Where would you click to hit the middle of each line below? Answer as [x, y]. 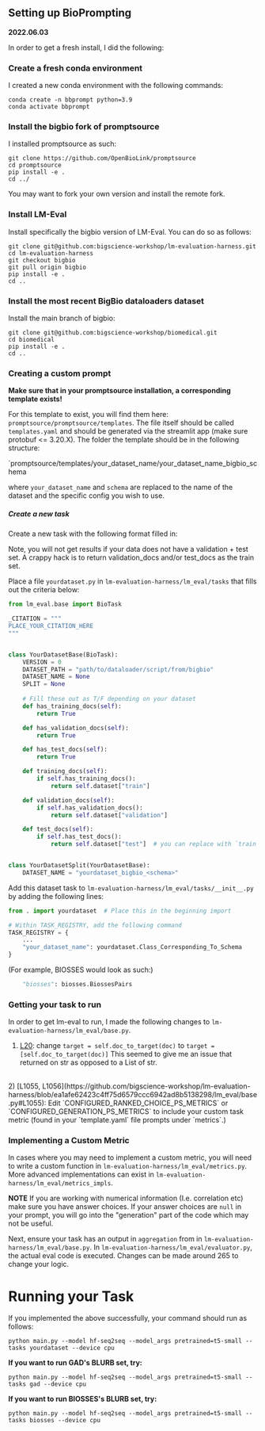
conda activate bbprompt [49, 107]
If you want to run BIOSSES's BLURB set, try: [83, 1399]
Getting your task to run [55, 1004]
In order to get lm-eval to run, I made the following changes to [109, 1022]
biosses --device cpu [65, 1421]
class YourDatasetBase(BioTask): [63, 654]
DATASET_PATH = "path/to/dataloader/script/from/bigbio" [118, 669]
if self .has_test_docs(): [79, 837]
